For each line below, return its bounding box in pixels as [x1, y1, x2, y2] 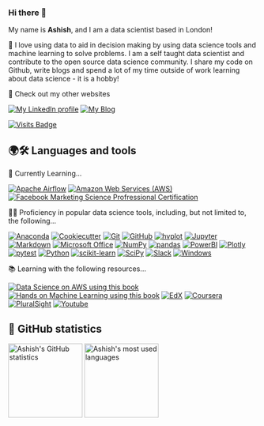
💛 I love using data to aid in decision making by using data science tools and [8, 40, 257, 50]
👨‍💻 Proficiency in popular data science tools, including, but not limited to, [8, 208, 247, 217]
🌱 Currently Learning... [8, 169, 82, 179]
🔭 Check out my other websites [8, 89, 111, 99]
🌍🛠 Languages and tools [8, 144, 137, 157]
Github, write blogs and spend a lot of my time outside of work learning [8, 66, 240, 75]
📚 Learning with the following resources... [8, 264, 146, 273]
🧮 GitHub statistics [8, 322, 103, 335]
